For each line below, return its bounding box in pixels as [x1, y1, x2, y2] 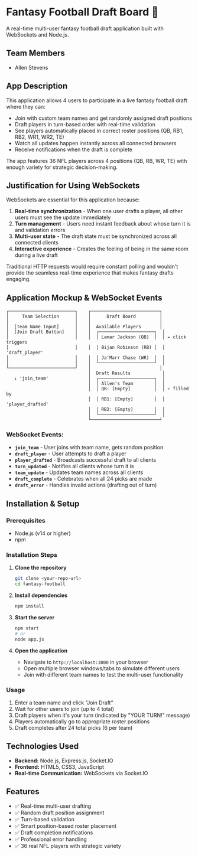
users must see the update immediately [14, 214, 111, 221]
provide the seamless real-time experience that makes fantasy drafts [6, 269, 174, 276]
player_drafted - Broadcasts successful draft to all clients [14, 456, 157, 464]
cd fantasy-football [14, 581, 66, 587]
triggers [6, 340, 28, 345]
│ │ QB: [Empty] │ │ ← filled [87, 386, 189, 392]
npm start [14, 625, 40, 631]
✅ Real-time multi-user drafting [14, 802, 92, 810]
